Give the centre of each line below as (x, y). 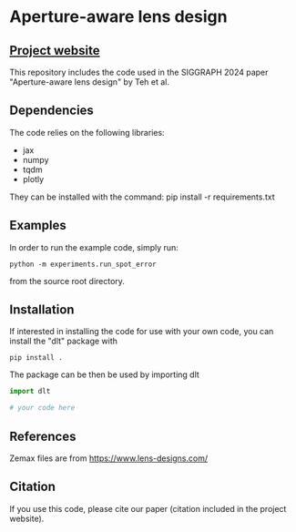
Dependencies (51, 111)
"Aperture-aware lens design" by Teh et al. (90, 82)
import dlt (30, 392)
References (43, 436)
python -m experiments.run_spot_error (83, 264)
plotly (33, 179)
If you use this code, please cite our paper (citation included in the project (148, 508)
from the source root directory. (67, 281)
